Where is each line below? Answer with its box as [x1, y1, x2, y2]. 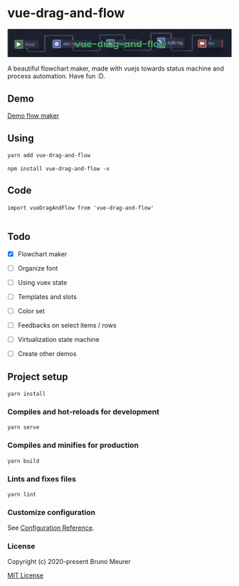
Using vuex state [17, 278, 68, 286]
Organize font [17, 263, 58, 272]
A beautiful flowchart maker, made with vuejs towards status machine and [7, 64, 224, 73]
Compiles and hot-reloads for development [7, 407, 160, 417]
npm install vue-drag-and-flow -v [7, 165, 110, 172]
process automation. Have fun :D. [7, 72, 105, 80]
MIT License [7, 571, 44, 580]
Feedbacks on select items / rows [17, 320, 117, 329]
